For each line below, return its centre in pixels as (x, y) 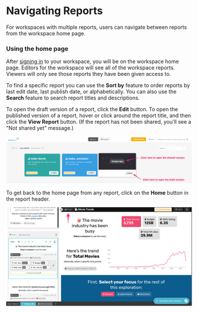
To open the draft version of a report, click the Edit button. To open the (92, 109)
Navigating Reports (55, 11)
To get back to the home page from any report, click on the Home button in (97, 193)
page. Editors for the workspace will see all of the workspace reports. (90, 68)
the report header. (28, 199)
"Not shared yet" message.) (40, 128)
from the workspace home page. (46, 33)
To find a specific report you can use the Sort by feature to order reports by (98, 85)
